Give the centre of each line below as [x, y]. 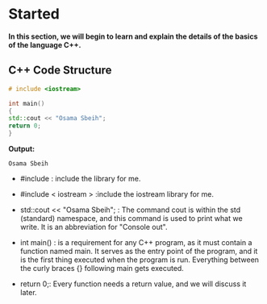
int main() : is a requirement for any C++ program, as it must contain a [136, 242]
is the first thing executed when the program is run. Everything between [140, 260]
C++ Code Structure [60, 71]
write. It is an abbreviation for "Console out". [94, 227]
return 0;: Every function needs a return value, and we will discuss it [133, 284]
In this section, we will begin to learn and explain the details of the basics [133, 36]
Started [34, 14]
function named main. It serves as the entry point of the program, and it [139, 251]
